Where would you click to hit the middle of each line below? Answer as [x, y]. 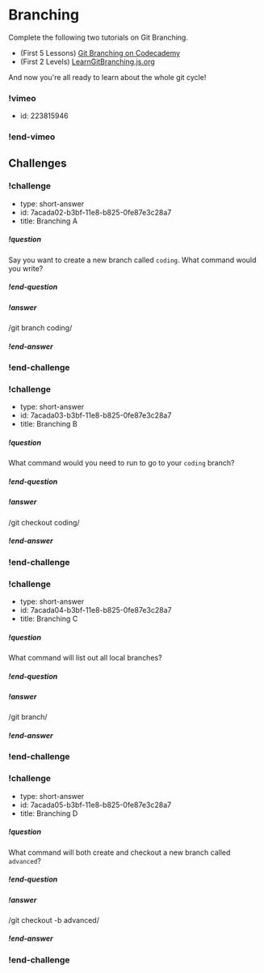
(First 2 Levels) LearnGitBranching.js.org [87, 62]
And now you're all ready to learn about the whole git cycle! [107, 77]
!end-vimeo [32, 137]
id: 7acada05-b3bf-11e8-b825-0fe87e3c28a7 [96, 805]
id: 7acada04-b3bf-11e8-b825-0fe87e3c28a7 [96, 610]
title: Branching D [49, 813]
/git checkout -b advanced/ [54, 920]
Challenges [38, 163]
